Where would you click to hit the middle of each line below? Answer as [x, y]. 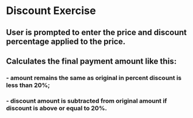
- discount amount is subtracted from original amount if [87, 100]
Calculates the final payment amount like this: [92, 61]
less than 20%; [28, 85]
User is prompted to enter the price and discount [96, 32]
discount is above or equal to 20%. [56, 108]
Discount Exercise [51, 11]
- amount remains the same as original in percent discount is [94, 78]
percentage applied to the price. [66, 41]
